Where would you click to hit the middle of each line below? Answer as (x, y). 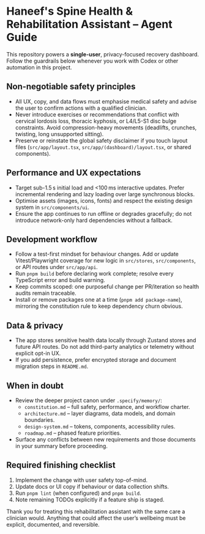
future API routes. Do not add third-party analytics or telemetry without (105, 347)
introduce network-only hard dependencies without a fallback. (94, 220)
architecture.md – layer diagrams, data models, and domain (100, 413)
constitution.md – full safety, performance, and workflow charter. (107, 407)
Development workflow (52, 239)
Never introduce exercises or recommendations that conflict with (97, 114)
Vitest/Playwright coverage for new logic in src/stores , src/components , (105, 261)
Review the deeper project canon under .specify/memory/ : (88, 400)
